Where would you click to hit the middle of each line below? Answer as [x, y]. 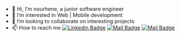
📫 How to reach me [36, 28]
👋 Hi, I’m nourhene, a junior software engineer [68, 9]
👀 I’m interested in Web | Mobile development [67, 15]
